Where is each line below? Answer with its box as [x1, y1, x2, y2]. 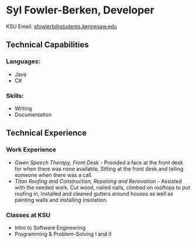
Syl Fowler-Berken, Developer [6, 4, 155, 17]
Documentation [14, 111, 52, 118]
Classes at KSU [6, 211, 51, 219]
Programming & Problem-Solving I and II [14, 230, 112, 237]
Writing [14, 105, 32, 112]
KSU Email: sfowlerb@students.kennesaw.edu [6, 23, 117, 30]
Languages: [6, 57, 41, 66]
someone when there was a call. [14, 171, 93, 179]
